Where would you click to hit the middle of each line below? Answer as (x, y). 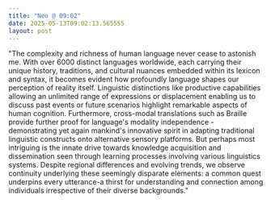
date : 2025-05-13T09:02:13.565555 (67, 23)
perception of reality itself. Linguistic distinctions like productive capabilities (135, 88)
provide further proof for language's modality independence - (111, 122)
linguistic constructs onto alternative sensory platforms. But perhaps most (132, 139)
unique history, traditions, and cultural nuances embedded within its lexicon (134, 71)
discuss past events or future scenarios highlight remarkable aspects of (128, 105)
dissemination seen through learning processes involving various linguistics (134, 156)
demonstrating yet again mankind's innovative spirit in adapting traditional (131, 130)
